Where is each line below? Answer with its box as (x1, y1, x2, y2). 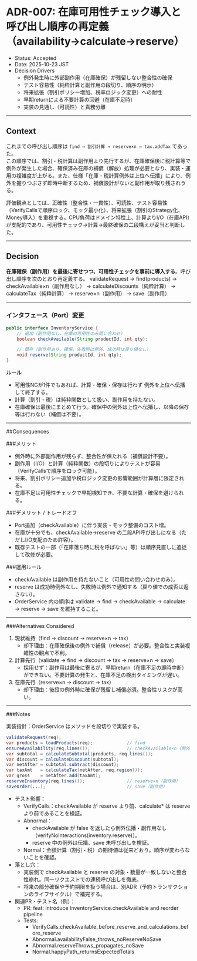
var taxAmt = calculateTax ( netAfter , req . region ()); (6, 767, 143, 773)
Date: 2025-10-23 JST (14, 61, 69, 68)
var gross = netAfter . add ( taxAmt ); (6, 773, 101, 779)
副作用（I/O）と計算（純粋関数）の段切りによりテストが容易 (14, 460, 161, 467)
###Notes (6, 711, 30, 718)
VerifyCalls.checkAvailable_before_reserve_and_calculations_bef (32, 923, 189, 930)
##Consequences (6, 428, 50, 435)
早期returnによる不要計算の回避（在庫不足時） (23, 96, 136, 103)
